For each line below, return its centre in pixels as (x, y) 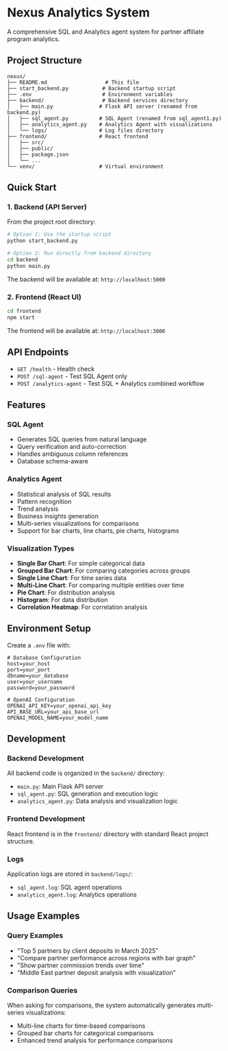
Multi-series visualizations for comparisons (78, 523)
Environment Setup (49, 628)
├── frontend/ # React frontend (78, 136)
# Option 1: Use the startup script (59, 235)
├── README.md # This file (73, 82)
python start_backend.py (42, 241)
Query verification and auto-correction (72, 447)
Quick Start (32, 188)
